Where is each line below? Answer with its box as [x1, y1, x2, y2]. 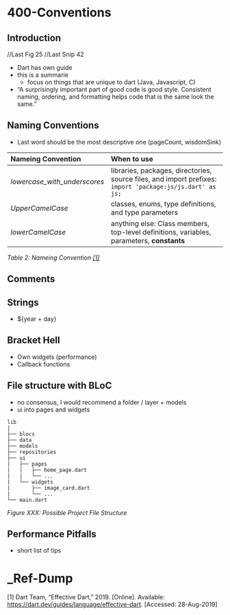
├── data [7, 436, 32, 443]
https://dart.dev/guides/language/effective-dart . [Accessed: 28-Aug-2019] [7, 601, 218, 609]
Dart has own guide [16, 64, 73, 71]
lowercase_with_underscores [10, 177, 105, 186]
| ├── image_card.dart [7, 484, 90, 491]
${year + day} [16, 315, 57, 323]
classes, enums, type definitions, [110, 199, 217, 208]
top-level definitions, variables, [110, 227, 212, 237]
